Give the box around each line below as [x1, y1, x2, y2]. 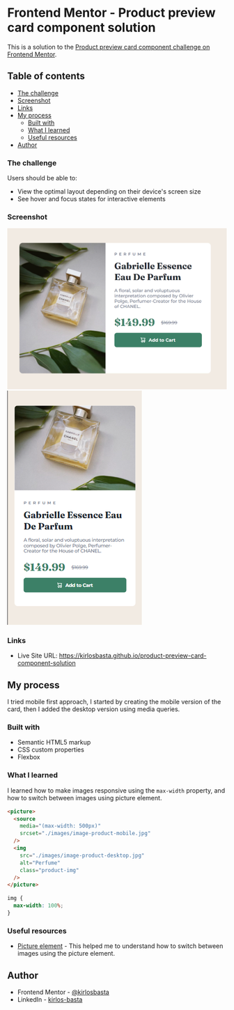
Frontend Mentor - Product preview [7, 5, 216, 21]
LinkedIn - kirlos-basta [17, 995, 83, 1004]
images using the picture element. [17, 949, 116, 958]
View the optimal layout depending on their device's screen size [17, 187, 201, 196]
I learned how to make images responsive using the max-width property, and [7, 786, 225, 795]
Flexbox [17, 753, 40, 761]
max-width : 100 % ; [13, 902, 64, 910]
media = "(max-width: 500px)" [19, 823, 101, 830]
